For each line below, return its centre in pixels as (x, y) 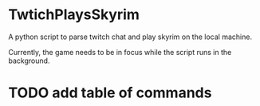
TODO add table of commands (110, 93)
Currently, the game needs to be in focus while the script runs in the (120, 52)
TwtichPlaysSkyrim (74, 15)
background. (29, 61)
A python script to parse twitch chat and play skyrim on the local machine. (130, 37)
